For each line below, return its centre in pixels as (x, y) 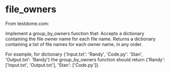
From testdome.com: (27, 23)
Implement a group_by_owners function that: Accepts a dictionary (75, 33)
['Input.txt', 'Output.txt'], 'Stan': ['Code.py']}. (52, 65)
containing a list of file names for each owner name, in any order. (74, 44)
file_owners (31, 9)
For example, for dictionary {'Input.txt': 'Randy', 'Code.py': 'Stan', (74, 54)
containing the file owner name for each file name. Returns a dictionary (80, 39)
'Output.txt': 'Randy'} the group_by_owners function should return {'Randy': (85, 59)
